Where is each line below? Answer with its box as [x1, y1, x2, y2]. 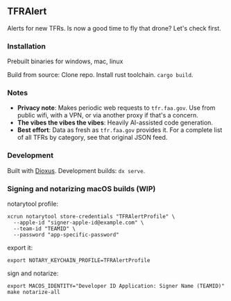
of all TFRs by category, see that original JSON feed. [17, 133, 168, 142]
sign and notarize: [7, 269, 59, 277]
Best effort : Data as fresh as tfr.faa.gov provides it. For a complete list [17, 126, 223, 134]
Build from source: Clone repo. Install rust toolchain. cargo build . [7, 71, 194, 79]
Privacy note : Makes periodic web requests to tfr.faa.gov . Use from [17, 104, 216, 112]
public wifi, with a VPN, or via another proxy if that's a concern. [17, 111, 199, 120]
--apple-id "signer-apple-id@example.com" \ [13, 219, 144, 226]
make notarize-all [7, 288, 60, 295]
